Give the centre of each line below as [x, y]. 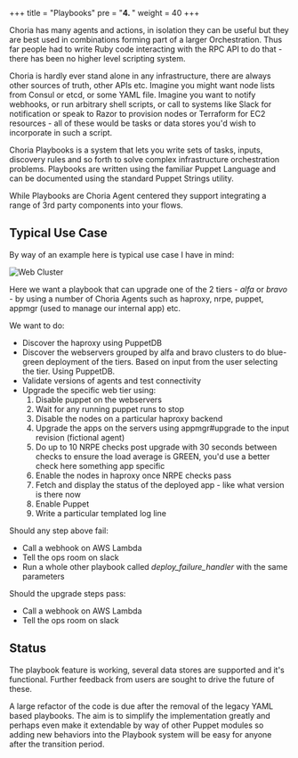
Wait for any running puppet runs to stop [110, 408]
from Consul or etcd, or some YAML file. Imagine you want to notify [133, 95]
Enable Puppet [62, 504]
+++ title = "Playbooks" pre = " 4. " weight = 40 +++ [105, 13]
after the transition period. [57, 744]
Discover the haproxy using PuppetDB [92, 342]
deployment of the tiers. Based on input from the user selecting [162, 361]
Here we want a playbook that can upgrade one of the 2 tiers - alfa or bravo [148, 289]
